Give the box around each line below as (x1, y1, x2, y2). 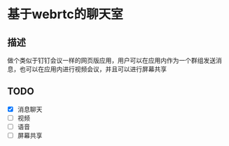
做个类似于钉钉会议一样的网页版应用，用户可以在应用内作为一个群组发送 (7, 57, 216, 64)
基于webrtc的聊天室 (7, 6, 124, 22)
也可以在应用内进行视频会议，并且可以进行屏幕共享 (19, 65, 167, 73)
